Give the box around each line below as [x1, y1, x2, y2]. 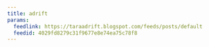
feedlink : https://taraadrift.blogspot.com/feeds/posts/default [13, 23, 203, 30]
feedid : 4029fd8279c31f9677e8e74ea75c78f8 [13, 29, 138, 37]
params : [7, 17, 30, 23]
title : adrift [7, 10, 48, 17]
